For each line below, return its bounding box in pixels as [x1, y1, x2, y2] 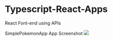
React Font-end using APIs [5, 20, 61, 26]
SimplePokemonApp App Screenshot [5, 30, 83, 36]
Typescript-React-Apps [5, 3, 108, 15]
